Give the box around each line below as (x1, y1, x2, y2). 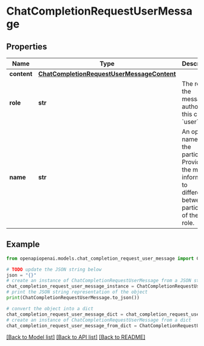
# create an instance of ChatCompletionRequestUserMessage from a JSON (6, 278, 191, 284)
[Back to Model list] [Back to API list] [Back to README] (6, 333, 146, 341)
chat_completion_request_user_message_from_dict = (6, 322, 137, 329)
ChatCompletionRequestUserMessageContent (38, 70, 176, 78)
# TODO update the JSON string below (6, 266, 102, 272)
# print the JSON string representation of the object (6, 289, 148, 296)
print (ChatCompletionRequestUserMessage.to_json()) (6, 295, 140, 301)
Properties (6, 41, 47, 52)
